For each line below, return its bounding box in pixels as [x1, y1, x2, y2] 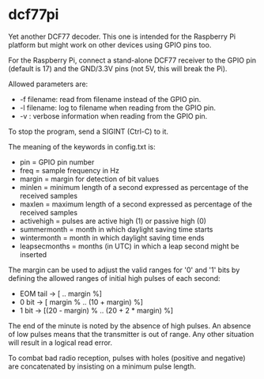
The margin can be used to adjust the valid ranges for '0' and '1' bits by [8, 265, 240, 275]
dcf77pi [8, 6, 59, 24]
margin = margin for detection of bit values [19, 174, 160, 184]
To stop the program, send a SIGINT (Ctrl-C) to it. [8, 127, 168, 136]
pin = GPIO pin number [19, 157, 95, 167]
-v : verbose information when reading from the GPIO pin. [19, 111, 208, 120]
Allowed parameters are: [8, 79, 89, 89]
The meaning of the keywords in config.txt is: [8, 142, 156, 151]
